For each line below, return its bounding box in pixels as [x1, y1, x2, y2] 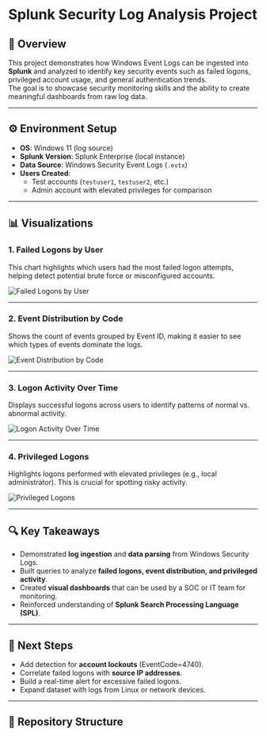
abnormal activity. [8, 409, 67, 418]
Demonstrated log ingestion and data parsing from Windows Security [19, 549, 249, 559]
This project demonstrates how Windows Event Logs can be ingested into [8, 58, 249, 67]
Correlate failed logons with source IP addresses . [19, 668, 183, 678]
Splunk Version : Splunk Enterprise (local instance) [19, 151, 185, 161]
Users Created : [19, 168, 71, 177]
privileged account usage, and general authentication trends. [8, 75, 207, 84]
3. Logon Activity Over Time [8, 382, 119, 393]
